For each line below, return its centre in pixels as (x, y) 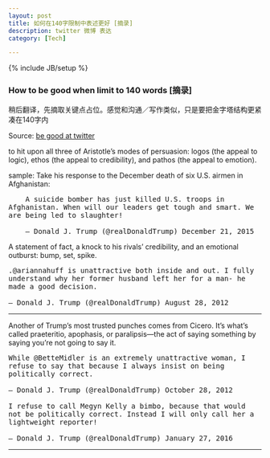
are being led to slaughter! (65, 215)
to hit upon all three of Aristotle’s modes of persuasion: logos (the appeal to (133, 151)
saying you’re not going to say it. (62, 342)
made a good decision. (53, 286)
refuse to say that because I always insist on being (117, 366)
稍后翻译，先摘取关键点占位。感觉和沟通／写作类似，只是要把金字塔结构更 (131, 109)
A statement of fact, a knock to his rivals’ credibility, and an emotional (123, 247)
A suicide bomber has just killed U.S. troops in (125, 199)
